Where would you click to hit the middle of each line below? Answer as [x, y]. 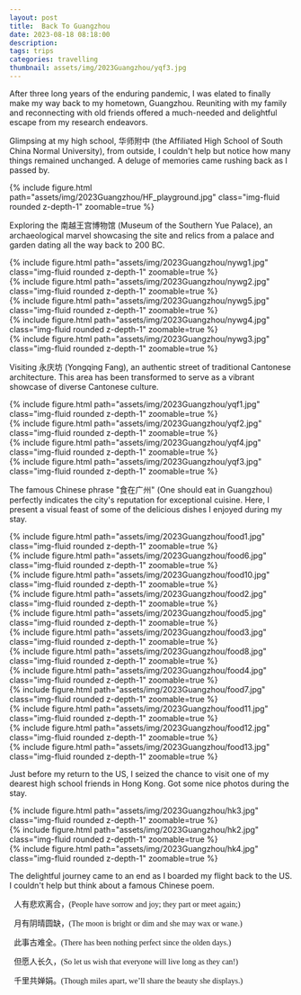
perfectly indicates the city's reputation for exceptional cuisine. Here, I [139, 500]
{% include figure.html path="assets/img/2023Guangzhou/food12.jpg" [140, 728]
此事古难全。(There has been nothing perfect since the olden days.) [122, 942]
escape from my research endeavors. [79, 122]
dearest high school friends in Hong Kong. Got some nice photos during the [149, 783]
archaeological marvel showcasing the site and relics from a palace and [142, 235]
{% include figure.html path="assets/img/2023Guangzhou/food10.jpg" [140, 574]
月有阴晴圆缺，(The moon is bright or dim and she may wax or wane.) [128, 923]
